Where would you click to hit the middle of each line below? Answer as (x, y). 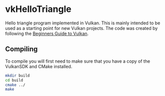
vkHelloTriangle (38, 9)
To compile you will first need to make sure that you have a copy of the (78, 61)
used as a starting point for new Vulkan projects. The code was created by (82, 28)
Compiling (22, 49)
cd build (14, 80)
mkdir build (17, 76)
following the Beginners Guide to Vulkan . (47, 33)
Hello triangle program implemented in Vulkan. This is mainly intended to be (83, 23)
